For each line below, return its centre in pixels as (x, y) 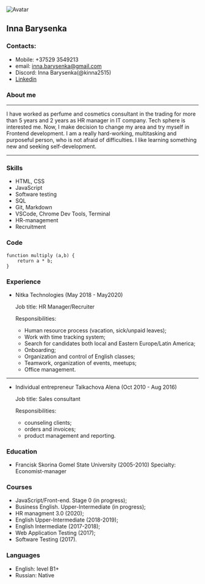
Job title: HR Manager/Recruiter (55, 307)
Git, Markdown (34, 208)
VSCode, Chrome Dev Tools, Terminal (63, 214)
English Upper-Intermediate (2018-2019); (67, 520)
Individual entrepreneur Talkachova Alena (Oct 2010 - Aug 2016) (96, 387)
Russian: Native (35, 575)
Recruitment (31, 227)
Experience (23, 282)
